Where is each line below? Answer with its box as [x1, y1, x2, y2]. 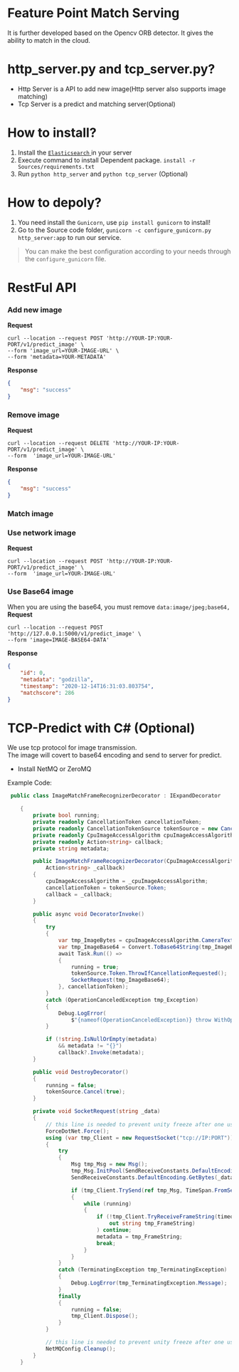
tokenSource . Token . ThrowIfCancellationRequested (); [70, 970, 228, 977]
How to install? [7, 125, 97, 141]
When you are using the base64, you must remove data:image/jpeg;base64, [7, 603, 230, 612]
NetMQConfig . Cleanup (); [45, 1345, 116, 1352]
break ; [96, 1240, 116, 1247]
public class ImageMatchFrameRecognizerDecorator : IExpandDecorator [10, 792, 221, 800]
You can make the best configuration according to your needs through [24, 247, 231, 256]
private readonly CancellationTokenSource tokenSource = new [33, 824, 218, 832]
